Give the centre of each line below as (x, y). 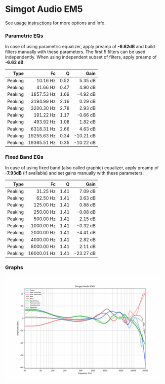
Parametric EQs (24, 36)
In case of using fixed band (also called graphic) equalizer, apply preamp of (82, 168)
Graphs (14, 267)
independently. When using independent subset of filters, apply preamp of (81, 57)
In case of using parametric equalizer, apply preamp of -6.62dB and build (80, 47)
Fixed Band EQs (24, 157)
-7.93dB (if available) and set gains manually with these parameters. (75, 173)
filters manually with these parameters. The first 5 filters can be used (75, 52)
